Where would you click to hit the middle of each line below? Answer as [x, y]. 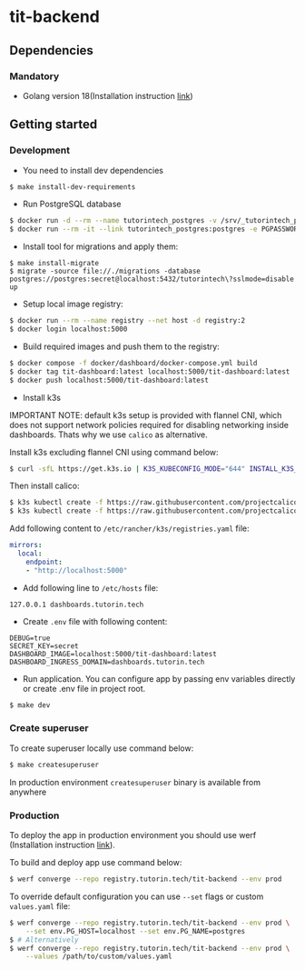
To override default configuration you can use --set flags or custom [137, 896]
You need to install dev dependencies [93, 170]
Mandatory [34, 76]
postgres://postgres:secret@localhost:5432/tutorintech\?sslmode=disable [152, 279]
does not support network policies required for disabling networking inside [149, 425]
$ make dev [30, 705]
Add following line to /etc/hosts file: [90, 587]
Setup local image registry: [73, 304]
